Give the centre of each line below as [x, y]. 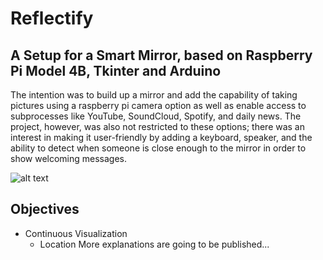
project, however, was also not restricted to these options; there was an [158, 126]
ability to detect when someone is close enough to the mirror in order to [158, 148]
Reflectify [52, 18]
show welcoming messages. [69, 158]
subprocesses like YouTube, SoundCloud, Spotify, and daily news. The [156, 116]
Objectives [45, 209]
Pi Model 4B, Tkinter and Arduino [116, 70]
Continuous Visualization [76, 233]
